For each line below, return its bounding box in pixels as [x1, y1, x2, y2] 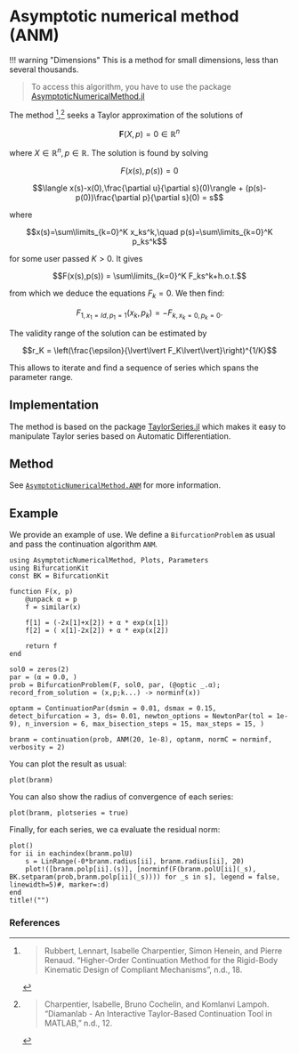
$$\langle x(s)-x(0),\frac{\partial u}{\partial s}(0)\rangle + [32, 182, 244, 193]
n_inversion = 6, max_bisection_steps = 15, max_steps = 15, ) [25, 719, 265, 729]
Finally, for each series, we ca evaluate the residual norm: [9, 824, 221, 835]
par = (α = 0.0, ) [9, 673, 77, 682]
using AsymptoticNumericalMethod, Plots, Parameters [9, 556, 209, 565]
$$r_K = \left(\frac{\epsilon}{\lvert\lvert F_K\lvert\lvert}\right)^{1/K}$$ [21, 345, 278, 355]
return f [25, 642, 58, 651]
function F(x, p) [9, 588, 74, 596]
